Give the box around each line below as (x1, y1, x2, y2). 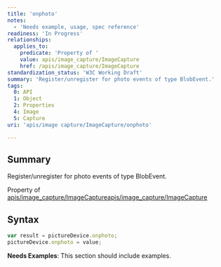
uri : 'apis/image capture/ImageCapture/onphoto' (7, 121, 152, 129)
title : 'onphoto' (7, 10, 58, 18)
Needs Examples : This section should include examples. (7, 251, 172, 260)
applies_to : (13, 43, 49, 50)
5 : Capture (13, 115, 46, 122)
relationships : (7, 37, 52, 44)
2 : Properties (13, 102, 55, 109)
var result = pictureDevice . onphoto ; (7, 233, 118, 240)
